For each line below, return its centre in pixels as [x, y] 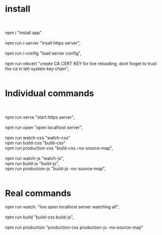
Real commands [38, 194]
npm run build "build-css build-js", [39, 217]
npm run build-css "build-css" [35, 143]
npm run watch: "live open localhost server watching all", [62, 206]
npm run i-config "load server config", [43, 53]
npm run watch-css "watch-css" [38, 138]
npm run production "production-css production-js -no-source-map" [74, 227]
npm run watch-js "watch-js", [35, 158]
